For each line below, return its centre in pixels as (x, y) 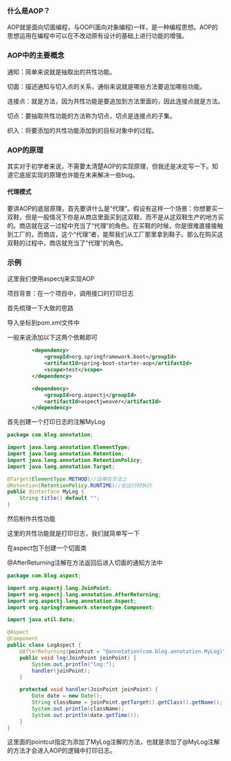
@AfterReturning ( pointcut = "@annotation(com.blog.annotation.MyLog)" (123, 651)
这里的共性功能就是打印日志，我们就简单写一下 (73, 534)
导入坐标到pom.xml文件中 (44, 323)
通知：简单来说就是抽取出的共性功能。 (61, 72)
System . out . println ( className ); (78, 709)
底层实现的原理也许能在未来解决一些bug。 (79, 174)
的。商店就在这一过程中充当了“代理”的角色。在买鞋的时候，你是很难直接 (109, 226)
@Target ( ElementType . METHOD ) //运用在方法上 (67, 479)
